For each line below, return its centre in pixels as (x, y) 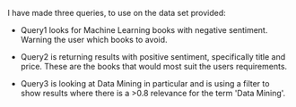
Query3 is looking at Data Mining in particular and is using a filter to (145, 83)
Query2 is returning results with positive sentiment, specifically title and (153, 57)
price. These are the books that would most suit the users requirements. (154, 66)
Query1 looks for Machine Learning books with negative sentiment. (144, 30)
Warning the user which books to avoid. (94, 40)
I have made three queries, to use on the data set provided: (117, 13)
